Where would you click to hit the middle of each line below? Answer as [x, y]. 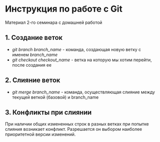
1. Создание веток [34, 38]
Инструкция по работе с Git [64, 9]
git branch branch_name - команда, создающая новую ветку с [77, 49]
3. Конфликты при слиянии [48, 112]
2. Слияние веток [33, 80]
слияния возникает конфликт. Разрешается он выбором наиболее [73, 129]
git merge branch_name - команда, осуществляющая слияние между [83, 92]
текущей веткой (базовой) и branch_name [55, 97]
